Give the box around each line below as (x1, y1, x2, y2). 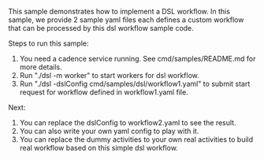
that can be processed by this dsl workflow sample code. (8, 24, 195, 32)
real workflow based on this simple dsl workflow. (19, 143, 179, 152)
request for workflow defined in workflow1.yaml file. (19, 87, 189, 97)
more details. (19, 62, 63, 72)
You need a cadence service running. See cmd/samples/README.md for (19, 54, 256, 63)
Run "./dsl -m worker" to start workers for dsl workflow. (19, 71, 199, 80)
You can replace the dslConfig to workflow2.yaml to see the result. (19, 118, 236, 127)
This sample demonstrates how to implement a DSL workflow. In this (8, 7, 231, 16)
